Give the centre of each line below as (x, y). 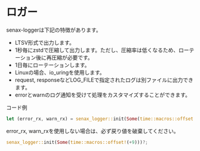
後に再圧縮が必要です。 (64, 57)
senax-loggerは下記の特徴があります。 (54, 30)
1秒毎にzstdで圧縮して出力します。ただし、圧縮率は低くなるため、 (97, 50)
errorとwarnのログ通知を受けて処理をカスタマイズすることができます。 (103, 95)
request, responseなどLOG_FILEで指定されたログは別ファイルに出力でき (104, 80)
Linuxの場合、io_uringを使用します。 (60, 72)
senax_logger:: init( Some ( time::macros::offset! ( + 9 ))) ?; (77, 142)
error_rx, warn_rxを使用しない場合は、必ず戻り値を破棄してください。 (93, 131)
